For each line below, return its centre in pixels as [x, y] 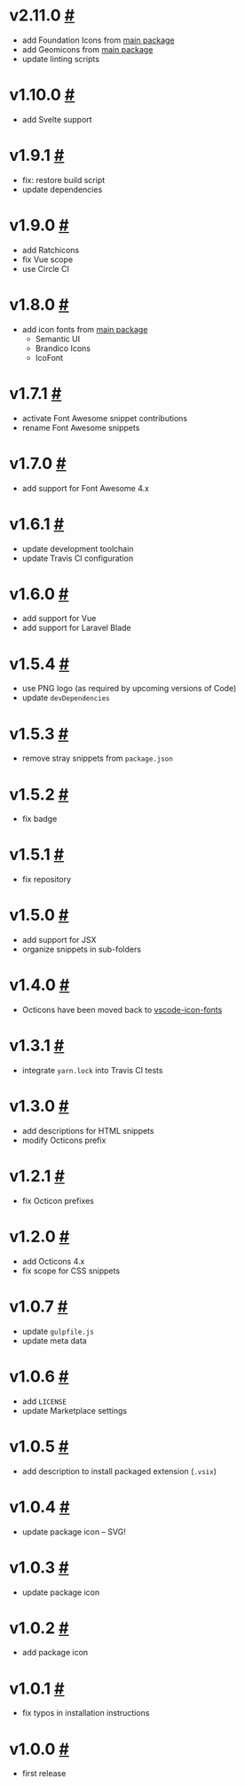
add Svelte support [57, 119]
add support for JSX [59, 940]
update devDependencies [66, 698]
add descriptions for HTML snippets [88, 1130]
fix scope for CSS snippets [71, 1271]
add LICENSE [44, 1401]
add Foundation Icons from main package [98, 40]
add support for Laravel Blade [76, 628]
